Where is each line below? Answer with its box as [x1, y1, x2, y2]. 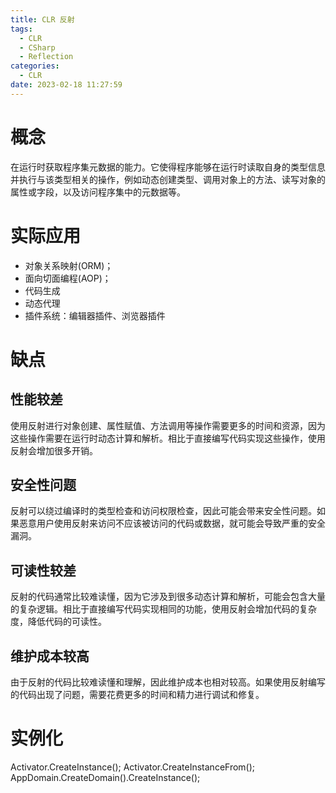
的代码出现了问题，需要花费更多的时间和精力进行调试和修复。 [10, 689, 265, 701]
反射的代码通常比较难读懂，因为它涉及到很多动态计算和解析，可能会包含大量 [10, 591, 326, 603]
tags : [10, 24, 33, 34]
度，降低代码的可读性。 [10, 616, 107, 628]
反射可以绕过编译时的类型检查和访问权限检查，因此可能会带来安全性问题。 [10, 505, 317, 517]
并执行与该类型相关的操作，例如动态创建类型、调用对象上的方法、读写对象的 [10, 173, 326, 185]
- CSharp [19, 42, 56, 53]
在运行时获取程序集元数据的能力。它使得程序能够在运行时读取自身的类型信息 [10, 161, 326, 173]
